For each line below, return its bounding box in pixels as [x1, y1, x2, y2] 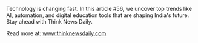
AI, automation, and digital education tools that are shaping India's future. [6, 12, 190, 19]
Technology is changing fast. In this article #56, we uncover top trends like [6, 5, 193, 12]
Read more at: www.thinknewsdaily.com [6, 30, 107, 37]
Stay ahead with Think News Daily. [6, 18, 93, 25]
